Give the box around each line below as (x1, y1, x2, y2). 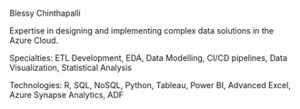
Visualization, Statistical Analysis (9, 63, 132, 73)
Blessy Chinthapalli (9, 8, 81, 18)
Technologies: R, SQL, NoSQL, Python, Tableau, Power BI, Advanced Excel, (9, 80, 291, 90)
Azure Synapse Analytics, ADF (9, 90, 125, 100)
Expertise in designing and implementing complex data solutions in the (9, 25, 275, 35)
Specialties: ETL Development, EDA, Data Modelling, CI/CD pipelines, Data (9, 53, 288, 63)
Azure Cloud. (9, 35, 59, 45)
